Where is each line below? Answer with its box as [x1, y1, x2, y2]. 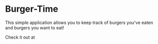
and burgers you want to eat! [5, 24, 64, 30]
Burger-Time [5, 3, 58, 15]
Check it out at [5, 34, 35, 40]
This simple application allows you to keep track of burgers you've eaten [5, 20, 154, 25]
